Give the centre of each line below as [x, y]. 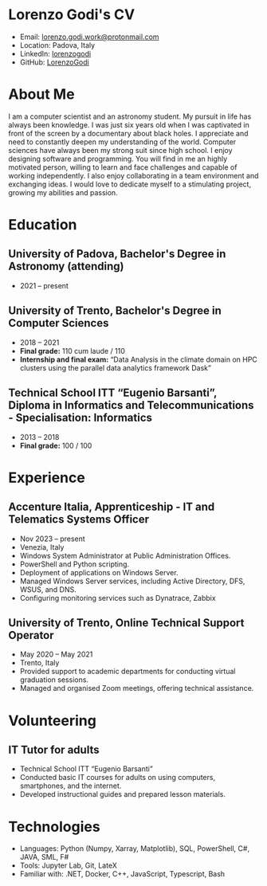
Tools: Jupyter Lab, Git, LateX [68, 865]
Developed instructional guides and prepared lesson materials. [122, 794]
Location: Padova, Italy [57, 45]
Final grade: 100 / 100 [56, 445]
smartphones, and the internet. [71, 786]
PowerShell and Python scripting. [75, 564]
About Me [41, 94]
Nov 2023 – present [52, 539]
